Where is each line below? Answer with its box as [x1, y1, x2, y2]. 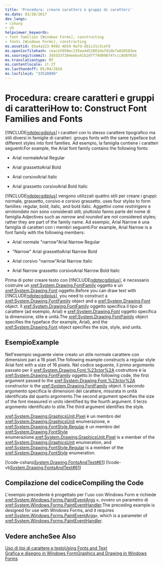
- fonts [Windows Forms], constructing [5, 39, 87, 44]
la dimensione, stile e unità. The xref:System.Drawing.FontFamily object [5, 313, 148, 320]
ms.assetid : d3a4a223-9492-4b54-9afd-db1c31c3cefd [5, 44, 111, 49]
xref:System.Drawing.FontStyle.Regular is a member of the [5, 445, 124, 450]
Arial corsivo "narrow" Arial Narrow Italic [12, 258, 93, 264]
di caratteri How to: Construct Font [5, 103, 147, 114]
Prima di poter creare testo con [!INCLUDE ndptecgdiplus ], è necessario [5, 277, 149, 283]
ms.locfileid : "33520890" [5, 71, 58, 76]
